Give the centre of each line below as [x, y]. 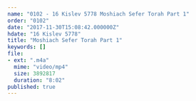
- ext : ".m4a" [29, 60]
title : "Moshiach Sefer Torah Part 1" [65, 41]
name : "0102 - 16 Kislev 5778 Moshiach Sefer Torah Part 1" [99, 14]
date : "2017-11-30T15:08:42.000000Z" [63, 27]
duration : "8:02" [40, 80]
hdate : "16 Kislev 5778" [44, 34]
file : [15, 54]
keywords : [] [27, 47]
